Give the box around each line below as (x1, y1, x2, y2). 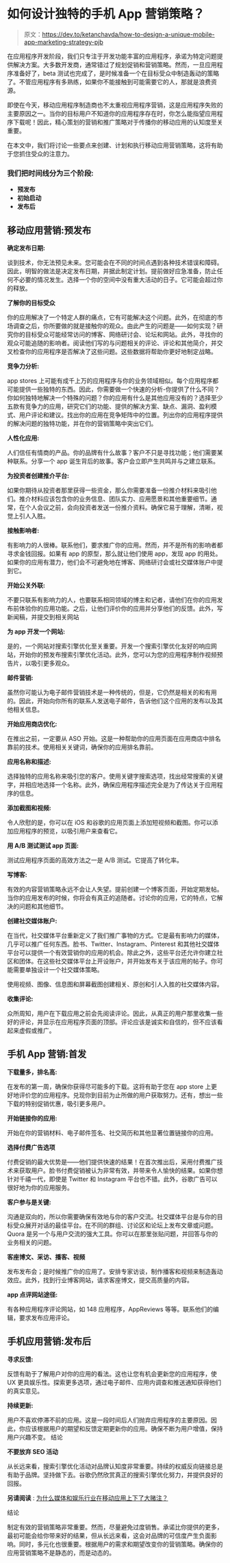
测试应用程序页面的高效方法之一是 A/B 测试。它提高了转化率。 (7, 856, 183, 864)
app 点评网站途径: (7, 1290, 58, 1299)
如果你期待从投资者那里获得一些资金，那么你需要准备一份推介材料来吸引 (7, 486, 211, 495)
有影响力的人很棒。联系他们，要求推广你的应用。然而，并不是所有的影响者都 (7, 541, 223, 549)
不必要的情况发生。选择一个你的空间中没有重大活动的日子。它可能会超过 (12, 275, 217, 284)
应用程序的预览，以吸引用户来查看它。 (12, 827, 121, 836)
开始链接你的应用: (7, 1114, 57, 1122)
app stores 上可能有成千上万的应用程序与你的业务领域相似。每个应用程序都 (7, 377, 219, 385)
